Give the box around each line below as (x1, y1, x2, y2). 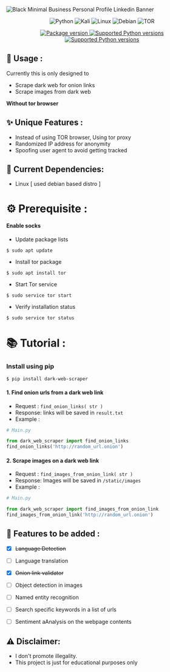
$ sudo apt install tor (6, 270, 67, 276)
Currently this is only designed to (6, 69, 89, 77)
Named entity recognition (15, 594, 79, 601)
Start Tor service (15, 280, 58, 288)
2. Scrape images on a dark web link (6, 457, 99, 464)
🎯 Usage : (6, 54, 43, 64)
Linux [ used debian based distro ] (15, 180, 101, 188)
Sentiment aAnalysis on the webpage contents (15, 618, 132, 626)
